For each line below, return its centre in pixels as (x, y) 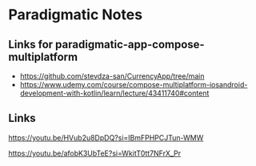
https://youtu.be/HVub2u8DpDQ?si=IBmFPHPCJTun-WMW (106, 137)
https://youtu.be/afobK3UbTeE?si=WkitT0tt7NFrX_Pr (95, 153)
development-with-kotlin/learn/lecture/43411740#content (114, 93)
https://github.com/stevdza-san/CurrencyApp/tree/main (112, 76)
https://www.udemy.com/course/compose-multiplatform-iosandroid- (134, 85)
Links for (31, 45)
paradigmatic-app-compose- (130, 45)
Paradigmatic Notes (75, 15)
